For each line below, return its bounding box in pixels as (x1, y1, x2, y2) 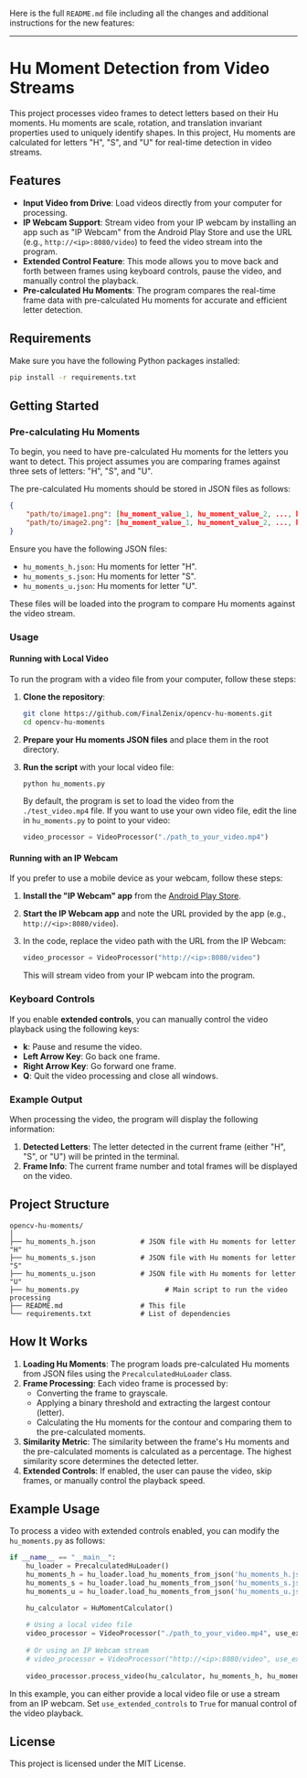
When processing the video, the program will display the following (9, 1113, 259, 1124)
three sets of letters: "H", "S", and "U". (9, 466, 153, 477)
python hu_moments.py (22, 779, 105, 788)
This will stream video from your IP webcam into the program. (22, 969, 256, 981)
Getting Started (9, 398, 100, 413)
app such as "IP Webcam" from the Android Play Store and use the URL (22, 226, 292, 237)
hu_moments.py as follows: (9, 1536, 106, 1547)
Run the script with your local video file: (22, 761, 175, 772)
